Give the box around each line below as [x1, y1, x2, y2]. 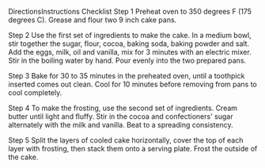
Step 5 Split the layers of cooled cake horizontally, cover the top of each [8, 136, 244, 145]
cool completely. [8, 88, 62, 97]
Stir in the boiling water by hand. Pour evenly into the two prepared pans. [8, 55, 247, 65]
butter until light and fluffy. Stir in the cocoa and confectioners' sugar [8, 112, 233, 121]
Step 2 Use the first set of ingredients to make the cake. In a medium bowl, [8, 31, 252, 40]
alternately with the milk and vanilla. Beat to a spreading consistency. [8, 120, 233, 129]
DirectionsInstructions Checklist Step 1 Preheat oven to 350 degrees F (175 [8, 7, 252, 16]
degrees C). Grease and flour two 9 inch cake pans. [8, 15, 177, 25]
